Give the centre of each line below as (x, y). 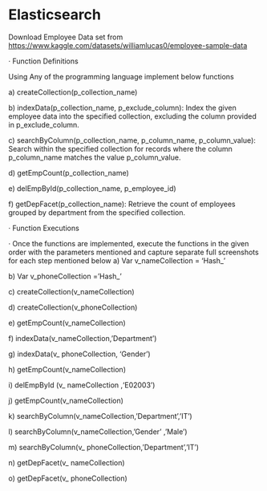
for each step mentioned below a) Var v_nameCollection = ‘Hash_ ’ (117, 260)
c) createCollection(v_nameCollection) (71, 291)
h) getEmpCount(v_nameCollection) (67, 369)
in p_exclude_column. (44, 124)
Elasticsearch (55, 15)
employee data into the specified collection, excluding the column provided (132, 116)
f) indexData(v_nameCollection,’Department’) (83, 338)
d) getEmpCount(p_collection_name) (69, 172)
